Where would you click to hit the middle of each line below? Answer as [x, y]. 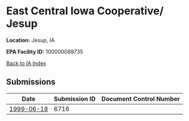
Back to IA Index [26, 63]
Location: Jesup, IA [30, 40]
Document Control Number [140, 98]
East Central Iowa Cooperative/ [85, 11]
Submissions [31, 82]
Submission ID [75, 98]
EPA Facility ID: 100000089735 [45, 51]
